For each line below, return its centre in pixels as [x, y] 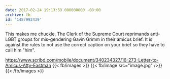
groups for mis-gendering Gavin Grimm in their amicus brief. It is [85, 39]
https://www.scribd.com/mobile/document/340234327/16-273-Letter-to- [82, 60]
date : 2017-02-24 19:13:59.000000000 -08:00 [53, 10]
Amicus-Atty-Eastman [28, 65]
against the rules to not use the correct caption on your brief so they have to [85, 45]
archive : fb [18, 15]
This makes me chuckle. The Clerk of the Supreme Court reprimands [77, 34]
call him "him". [20, 50]
